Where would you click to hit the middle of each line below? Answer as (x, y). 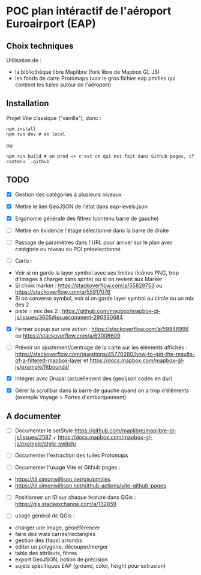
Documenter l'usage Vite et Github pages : (67, 467)
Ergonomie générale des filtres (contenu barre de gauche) (87, 218)
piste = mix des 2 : (38, 311)
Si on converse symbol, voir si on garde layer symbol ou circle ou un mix (104, 298)
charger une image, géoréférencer (57, 528)
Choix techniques (40, 46)
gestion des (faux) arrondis (48, 540)
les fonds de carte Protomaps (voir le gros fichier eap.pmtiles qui (95, 78)
